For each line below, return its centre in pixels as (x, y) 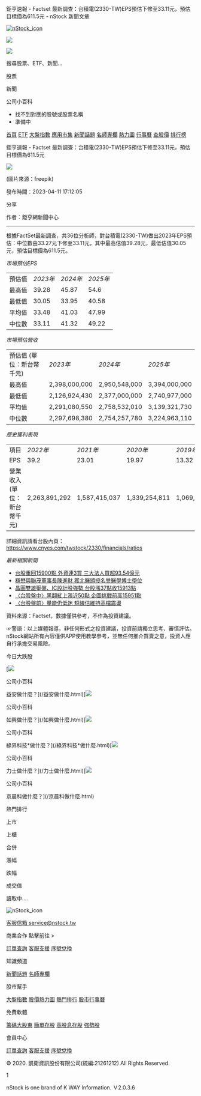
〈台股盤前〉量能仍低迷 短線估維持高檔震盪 (68, 603)
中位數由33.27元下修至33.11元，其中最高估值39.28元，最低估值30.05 (101, 243)
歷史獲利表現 (22, 434)
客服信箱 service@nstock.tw (41, 923)
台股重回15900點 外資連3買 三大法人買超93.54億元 (77, 573)
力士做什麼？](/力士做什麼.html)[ (46, 771)
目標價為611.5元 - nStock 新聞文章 (48, 16)
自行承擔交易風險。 (30, 643)
